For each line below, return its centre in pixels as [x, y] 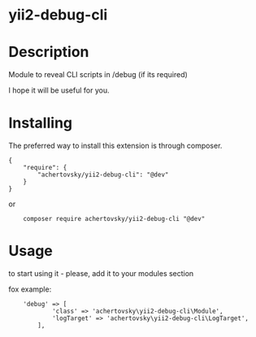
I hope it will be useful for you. [59, 90]
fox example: [30, 289]
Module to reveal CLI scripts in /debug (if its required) [98, 75]
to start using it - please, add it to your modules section [101, 273]
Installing [41, 123]
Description [49, 52]
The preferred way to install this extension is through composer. [115, 146]
